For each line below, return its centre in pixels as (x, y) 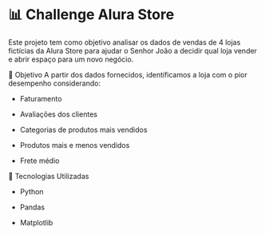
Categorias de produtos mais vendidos (83, 129)
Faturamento (41, 98)
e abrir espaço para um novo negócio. (71, 59)
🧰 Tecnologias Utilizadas (49, 176)
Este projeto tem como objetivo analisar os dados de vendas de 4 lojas (125, 42)
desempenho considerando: (55, 83)
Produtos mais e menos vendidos (75, 145)
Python (32, 191)
